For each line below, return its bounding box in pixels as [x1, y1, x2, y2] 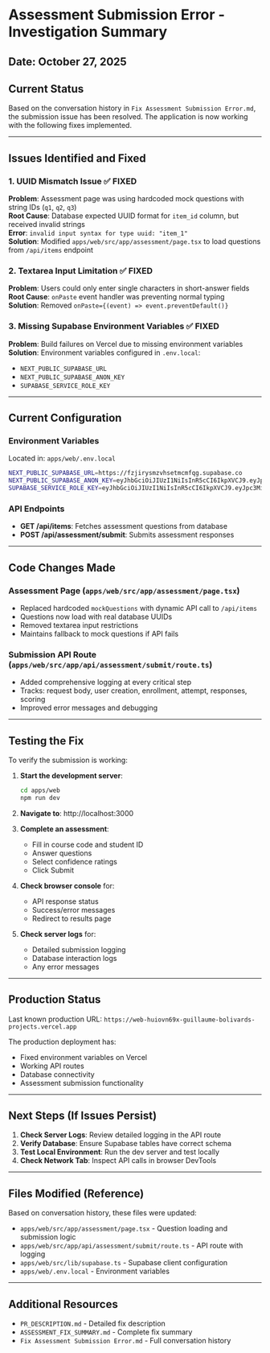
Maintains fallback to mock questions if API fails [19, 629, 179, 638]
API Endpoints [8, 503, 65, 514]
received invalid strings [8, 220, 86, 229]
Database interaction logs [31, 953, 117, 963]
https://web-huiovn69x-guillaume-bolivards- [104, 1016, 256, 1024]
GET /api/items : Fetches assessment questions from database [19, 522, 227, 531]
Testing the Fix [8, 734, 84, 748]
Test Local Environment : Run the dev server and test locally [19, 1147, 219, 1157]
